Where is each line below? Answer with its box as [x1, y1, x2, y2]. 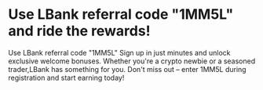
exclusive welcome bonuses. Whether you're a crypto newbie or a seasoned [8, 56, 256, 66]
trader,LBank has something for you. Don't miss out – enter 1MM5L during [8, 64, 247, 74]
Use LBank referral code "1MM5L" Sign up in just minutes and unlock [8, 48, 231, 57]
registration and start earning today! [8, 73, 125, 82]
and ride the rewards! [8, 22, 151, 40]
